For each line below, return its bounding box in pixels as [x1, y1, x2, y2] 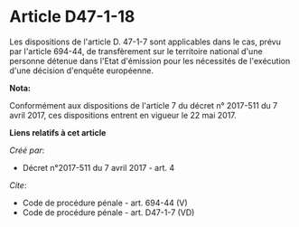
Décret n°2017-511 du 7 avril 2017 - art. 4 [22, 162, 175, 173]
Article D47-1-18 [9, 6, 135, 27]
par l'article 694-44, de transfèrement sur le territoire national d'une [9, 45, 264, 56]
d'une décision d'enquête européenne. [9, 65, 154, 76]
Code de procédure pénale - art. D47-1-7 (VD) [22, 206, 195, 218]
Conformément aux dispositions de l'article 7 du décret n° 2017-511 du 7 [9, 99, 278, 110]
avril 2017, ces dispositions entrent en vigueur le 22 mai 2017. [9, 109, 237, 120]
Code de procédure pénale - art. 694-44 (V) [22, 197, 188, 208]
